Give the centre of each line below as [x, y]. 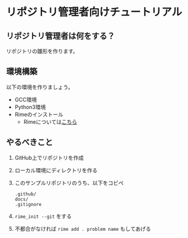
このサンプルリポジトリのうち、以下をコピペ [69, 183]
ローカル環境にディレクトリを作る [56, 170]
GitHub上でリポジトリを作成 [49, 157]
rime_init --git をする [43, 216]
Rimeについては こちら [50, 121]
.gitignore [28, 204]
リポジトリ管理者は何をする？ [61, 36]
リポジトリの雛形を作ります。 [42, 51]
